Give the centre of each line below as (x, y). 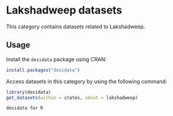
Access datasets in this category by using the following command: (87, 81)
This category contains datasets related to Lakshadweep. (76, 26)
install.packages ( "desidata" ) (43, 70)
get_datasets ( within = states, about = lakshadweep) (72, 98)
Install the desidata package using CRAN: (56, 59)
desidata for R (25, 108)
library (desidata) (29, 92)
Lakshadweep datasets (64, 10)
